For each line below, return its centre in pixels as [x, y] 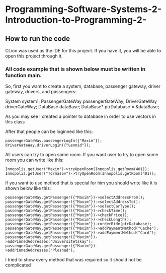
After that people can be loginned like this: [49, 131]
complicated [18, 265]
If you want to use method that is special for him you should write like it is [81, 183]
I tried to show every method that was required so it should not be [73, 260]
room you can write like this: [34, 160]
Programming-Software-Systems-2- [84, 9]
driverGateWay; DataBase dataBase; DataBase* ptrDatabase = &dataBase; [82, 107]
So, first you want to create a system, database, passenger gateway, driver [83, 86]
